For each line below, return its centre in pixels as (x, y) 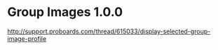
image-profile (27, 38)
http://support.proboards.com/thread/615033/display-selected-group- (109, 31)
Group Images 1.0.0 (65, 12)
